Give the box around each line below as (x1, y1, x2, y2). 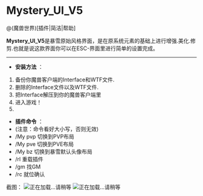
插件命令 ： (14, 118, 43, 125)
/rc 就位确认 (14, 170, 45, 178)
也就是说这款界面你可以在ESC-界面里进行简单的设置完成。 (13, 45, 159, 52)
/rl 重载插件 (14, 155, 43, 163)
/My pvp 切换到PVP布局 (14, 133, 74, 140)
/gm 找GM (14, 163, 41, 170)
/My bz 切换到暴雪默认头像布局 (14, 148, 92, 155)
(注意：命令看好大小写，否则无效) (14, 125, 99, 133)
